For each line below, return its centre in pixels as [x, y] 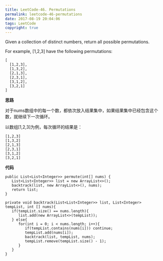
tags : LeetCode [21, 23]
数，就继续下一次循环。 [29, 117]
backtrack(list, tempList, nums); [60, 237]
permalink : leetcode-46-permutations [44, 14]
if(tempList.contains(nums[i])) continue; [69, 229]
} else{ [19, 220]
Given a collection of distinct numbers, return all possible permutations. [77, 42]
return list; [25, 190]
